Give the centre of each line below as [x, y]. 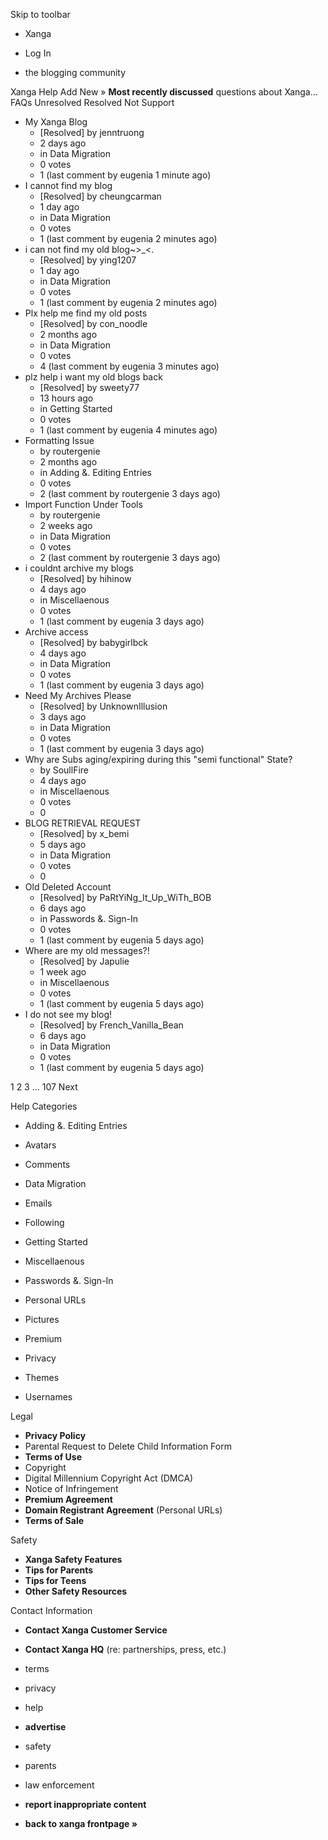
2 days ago [63, 143]
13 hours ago [66, 398]
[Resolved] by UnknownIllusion [103, 706]
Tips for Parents [59, 1570]
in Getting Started [76, 408]
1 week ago [63, 972]
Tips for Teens [55, 1580]
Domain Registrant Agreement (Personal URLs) [123, 1510]
